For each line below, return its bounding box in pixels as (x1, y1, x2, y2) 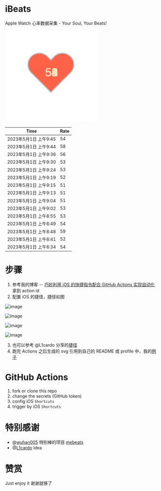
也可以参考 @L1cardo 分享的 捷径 (12, 342, 78, 348)
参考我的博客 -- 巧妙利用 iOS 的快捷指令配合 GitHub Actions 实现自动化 (12, 281, 155, 287)
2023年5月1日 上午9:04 (7, 198, 56, 203)
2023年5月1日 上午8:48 (7, 228, 56, 234)
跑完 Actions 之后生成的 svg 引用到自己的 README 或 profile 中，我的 (12, 348, 152, 354)
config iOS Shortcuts (12, 398, 55, 404)
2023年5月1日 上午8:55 (7, 213, 56, 219)
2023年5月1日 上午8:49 (7, 221, 56, 227)
